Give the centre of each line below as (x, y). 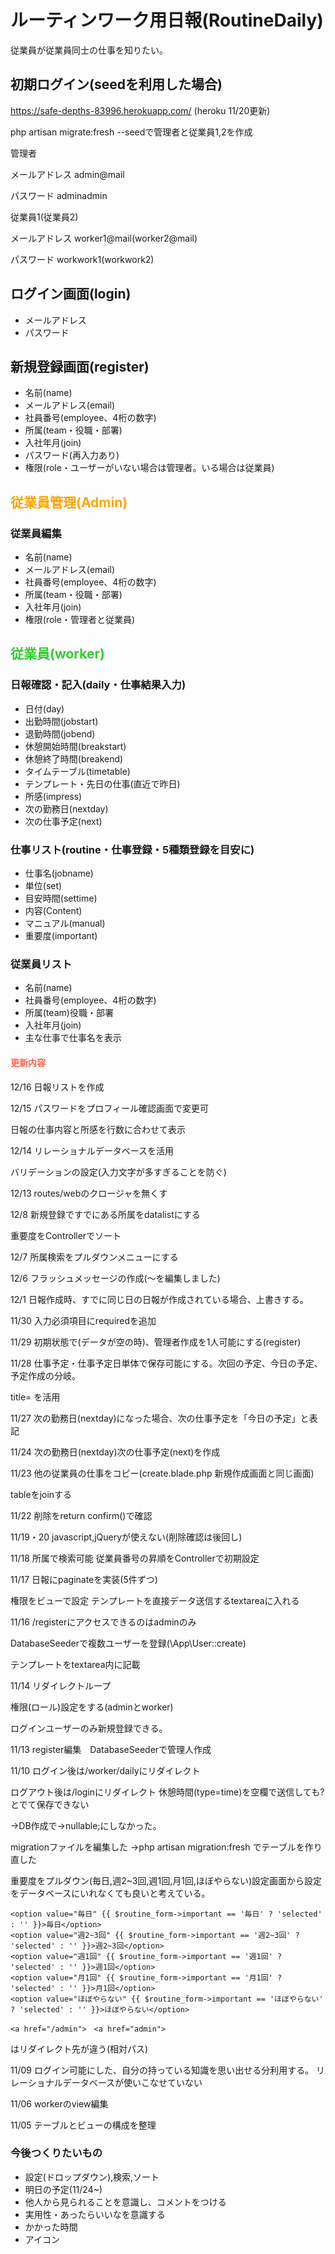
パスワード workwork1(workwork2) (82, 259)
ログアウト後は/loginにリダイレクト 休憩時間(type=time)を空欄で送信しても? (167, 1792)
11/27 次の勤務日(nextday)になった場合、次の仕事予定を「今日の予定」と (160, 1418)
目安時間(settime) (61, 898)
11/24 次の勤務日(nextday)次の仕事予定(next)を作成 (115, 1452)
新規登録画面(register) (80, 366)
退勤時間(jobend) (60, 733)
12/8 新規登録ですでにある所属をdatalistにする (105, 1214)
